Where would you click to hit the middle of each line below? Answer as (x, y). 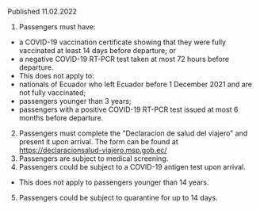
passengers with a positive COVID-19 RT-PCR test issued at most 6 (128, 109)
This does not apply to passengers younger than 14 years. (114, 182)
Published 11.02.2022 (42, 11)
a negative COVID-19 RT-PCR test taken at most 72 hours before (124, 59)
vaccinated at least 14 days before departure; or (97, 50)
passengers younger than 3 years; (75, 101)
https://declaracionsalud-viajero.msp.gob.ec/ (93, 150)
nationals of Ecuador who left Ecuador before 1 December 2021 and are (136, 84)
